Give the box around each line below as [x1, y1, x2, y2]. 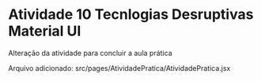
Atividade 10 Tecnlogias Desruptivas [8, 6, 254, 24]
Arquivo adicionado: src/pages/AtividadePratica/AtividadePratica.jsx [8, 63, 231, 72]
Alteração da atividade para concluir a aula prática [8, 48, 172, 57]
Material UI [8, 22, 81, 40]
